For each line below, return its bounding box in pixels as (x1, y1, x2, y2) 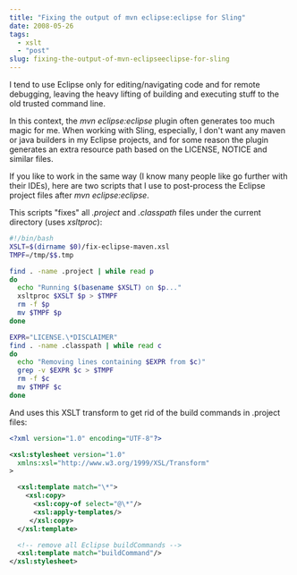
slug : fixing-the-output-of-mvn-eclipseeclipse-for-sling (9, 55, 230, 63)
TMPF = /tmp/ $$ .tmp (9, 250, 74, 259)
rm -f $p (17, 300, 50, 309)
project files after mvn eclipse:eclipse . (9, 190, 149, 200)
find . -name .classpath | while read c (9, 341, 163, 350)
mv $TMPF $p (17, 309, 63, 317)
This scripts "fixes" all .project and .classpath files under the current (9, 207, 261, 217)
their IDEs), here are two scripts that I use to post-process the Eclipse (9, 181, 266, 190)
